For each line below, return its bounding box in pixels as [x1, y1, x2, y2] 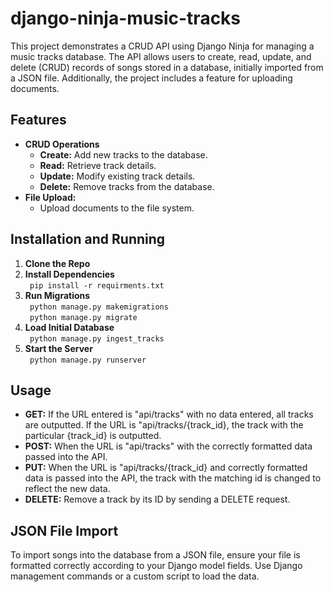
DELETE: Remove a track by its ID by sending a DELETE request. [24, 493, 291, 506]
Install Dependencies [24, 268, 115, 280]
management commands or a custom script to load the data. [10, 570, 260, 582]
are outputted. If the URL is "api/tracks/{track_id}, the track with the [24, 419, 304, 431]
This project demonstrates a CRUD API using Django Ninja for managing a [10, 40, 315, 52]
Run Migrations [24, 289, 91, 301]
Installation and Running [10, 231, 166, 248]
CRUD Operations [24, 138, 100, 150]
